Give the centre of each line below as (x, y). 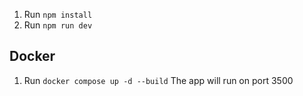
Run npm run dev (58, 25)
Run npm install (58, 14)
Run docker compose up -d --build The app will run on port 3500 (158, 80)
